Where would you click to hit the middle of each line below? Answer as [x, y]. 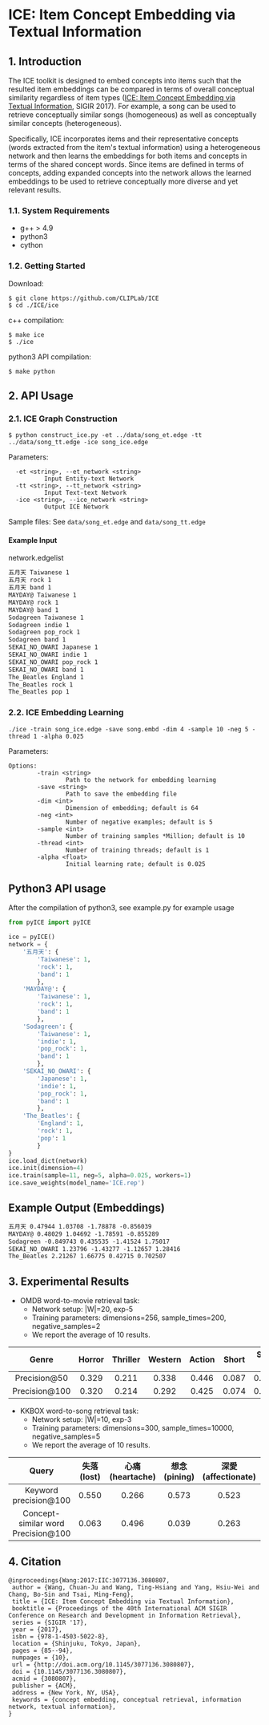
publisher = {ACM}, [44, 1686]
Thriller [126, 1359]
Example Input [33, 540]
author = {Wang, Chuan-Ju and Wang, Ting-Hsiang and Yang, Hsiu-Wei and [136, 1587]
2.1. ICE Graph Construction [63, 419]
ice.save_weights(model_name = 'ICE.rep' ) [77, 1183]
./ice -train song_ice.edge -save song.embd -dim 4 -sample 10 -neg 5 [128, 729]
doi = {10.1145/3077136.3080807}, [69, 1671]
